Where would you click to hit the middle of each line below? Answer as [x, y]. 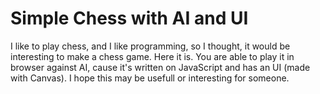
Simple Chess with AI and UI [129, 18]
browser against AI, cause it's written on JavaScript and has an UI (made [160, 67]
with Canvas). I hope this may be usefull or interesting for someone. [150, 78]
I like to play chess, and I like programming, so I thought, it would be [150, 46]
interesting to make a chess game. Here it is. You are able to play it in [152, 56]
